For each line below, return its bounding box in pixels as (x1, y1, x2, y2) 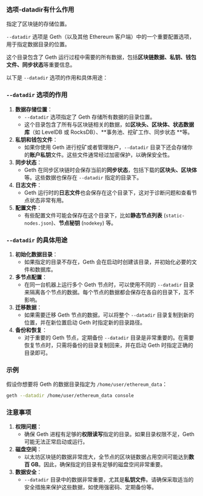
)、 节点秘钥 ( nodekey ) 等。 (51, 219, 117, 227)
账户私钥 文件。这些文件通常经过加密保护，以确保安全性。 (29, 151, 173, 158)
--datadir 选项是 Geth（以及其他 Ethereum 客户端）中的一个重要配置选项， (6, 33, 195, 41)
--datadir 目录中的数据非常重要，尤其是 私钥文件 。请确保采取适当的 (24, 476, 194, 483)
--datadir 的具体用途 (6, 236, 68, 244)
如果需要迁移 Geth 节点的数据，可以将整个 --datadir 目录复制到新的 (24, 311, 195, 319)
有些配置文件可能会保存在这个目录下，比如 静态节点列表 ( (24, 211, 166, 219)
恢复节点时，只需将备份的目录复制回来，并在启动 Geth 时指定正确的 (24, 341, 193, 349)
